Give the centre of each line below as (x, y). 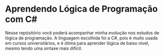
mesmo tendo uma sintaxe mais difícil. (44, 48)
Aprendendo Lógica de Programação (82, 9)
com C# (21, 19)
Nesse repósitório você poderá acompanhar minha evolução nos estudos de (82, 33)
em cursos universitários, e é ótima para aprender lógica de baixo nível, (77, 43)
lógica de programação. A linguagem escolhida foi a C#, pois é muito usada (82, 38)
